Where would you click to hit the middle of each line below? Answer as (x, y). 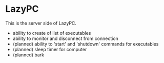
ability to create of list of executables (52, 33)
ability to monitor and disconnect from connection (66, 38)
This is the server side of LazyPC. (41, 23)
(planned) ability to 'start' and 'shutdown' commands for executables (86, 44)
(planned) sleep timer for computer (50, 49)
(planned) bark (28, 55)
